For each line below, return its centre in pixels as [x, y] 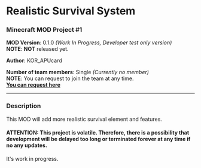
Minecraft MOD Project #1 [44, 30]
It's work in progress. [32, 158]
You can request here [33, 85]
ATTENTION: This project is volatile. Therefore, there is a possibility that [98, 133]
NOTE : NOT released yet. [37, 49]
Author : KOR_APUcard [34, 60]
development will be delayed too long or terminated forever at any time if [98, 139]
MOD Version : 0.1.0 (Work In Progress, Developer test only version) [89, 42]
